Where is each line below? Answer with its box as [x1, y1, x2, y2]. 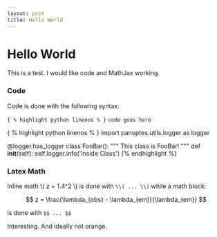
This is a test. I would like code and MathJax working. [7, 69, 160, 77]
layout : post [7, 10, 45, 17]
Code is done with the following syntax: [7, 101, 120, 110]
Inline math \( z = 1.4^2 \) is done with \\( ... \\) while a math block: [7, 182, 207, 190]
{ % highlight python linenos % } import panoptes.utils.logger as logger [7, 128, 210, 136]
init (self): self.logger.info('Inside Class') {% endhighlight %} [7, 149, 178, 157]
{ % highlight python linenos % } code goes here [7, 116, 152, 123]
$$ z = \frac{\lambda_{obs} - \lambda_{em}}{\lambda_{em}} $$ [25, 196, 207, 204]
